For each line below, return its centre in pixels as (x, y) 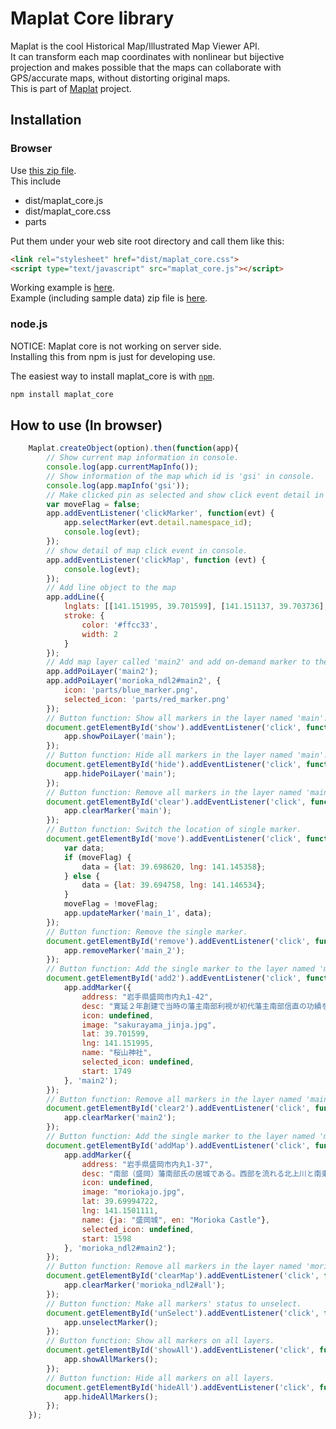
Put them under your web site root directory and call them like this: (147, 241)
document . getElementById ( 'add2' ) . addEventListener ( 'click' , (174, 978)
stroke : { (84, 616)
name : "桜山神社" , (117, 1053)
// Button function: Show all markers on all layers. (160, 1341)
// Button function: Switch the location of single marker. (174, 830)
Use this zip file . (43, 170)
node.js (29, 324)
